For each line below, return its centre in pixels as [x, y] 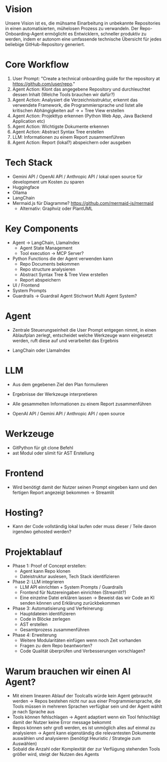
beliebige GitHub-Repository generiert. [45, 44]
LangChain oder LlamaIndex [41, 350]
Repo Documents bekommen [50, 264]
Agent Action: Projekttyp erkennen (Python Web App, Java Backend [82, 116]
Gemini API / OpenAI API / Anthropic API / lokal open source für [78, 176]
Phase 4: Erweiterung [34, 635]
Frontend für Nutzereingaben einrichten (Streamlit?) [73, 593]
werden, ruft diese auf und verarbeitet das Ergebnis [65, 340]
